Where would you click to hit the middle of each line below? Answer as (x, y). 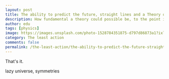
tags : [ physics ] (22, 28)
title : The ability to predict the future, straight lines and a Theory (83, 14)
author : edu (18, 24)
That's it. (14, 61)
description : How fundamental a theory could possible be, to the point (83, 19)
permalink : (17, 47)
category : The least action (35, 38)
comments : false (22, 42)
